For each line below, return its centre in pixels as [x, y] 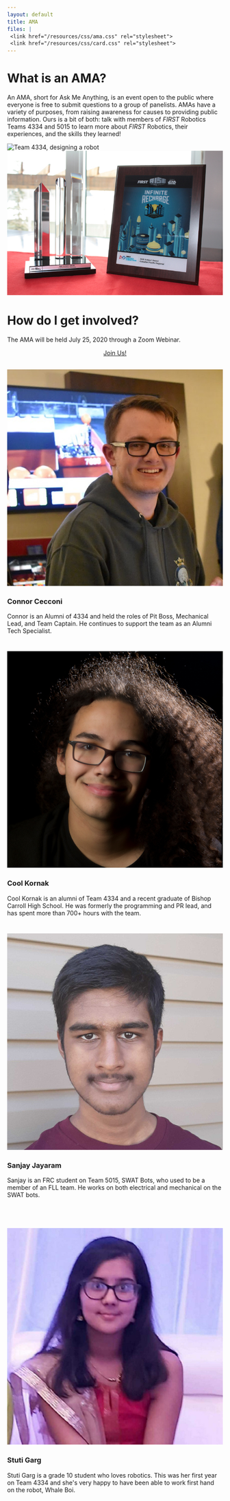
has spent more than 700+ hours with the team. [74, 913]
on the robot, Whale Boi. [41, 1490]
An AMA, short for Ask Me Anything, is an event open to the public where [111, 98]
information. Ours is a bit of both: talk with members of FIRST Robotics [107, 120]
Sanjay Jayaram [34, 1165]
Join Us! [115, 353]
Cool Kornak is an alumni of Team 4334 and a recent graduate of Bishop [109, 898]
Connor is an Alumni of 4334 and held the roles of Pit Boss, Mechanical [108, 616]
